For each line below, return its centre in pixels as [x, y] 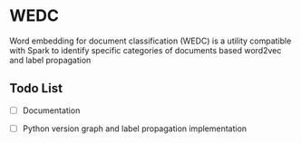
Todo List [36, 88]
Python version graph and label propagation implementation [135, 129]
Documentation [51, 110]
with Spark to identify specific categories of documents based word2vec [146, 50]
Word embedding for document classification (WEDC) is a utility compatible [150, 41]
